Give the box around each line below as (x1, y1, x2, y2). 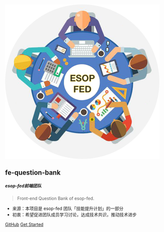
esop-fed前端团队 (5, 182, 42, 188)
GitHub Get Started (5, 222, 44, 228)
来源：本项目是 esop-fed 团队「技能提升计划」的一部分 (12, 206, 124, 211)
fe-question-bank (5, 169, 61, 177)
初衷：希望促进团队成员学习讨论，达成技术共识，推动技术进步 (12, 212, 137, 218)
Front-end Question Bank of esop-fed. (17, 196, 94, 202)
